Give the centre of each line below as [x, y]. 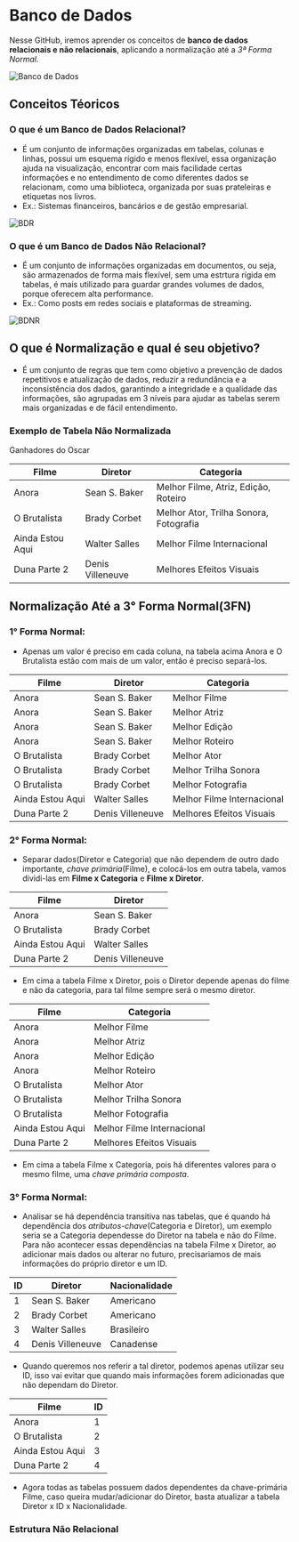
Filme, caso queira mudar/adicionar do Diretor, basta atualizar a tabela [151, 1497]
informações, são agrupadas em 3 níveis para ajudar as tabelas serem [151, 398]
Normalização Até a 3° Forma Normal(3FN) [130, 606]
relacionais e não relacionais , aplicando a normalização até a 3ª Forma [141, 49]
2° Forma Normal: [48, 840]
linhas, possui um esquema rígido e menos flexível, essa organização [149, 158]
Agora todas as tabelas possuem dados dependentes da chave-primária [154, 1488]
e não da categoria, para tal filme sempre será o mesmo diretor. [139, 990]
